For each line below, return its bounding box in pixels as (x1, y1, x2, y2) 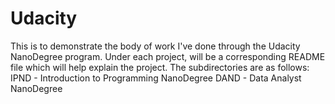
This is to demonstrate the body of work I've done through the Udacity (10, 40, 301, 52)
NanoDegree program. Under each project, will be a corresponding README (10, 50, 326, 62)
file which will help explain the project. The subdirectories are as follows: (10, 61, 310, 73)
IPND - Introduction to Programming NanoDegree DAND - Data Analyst (10, 72, 302, 84)
